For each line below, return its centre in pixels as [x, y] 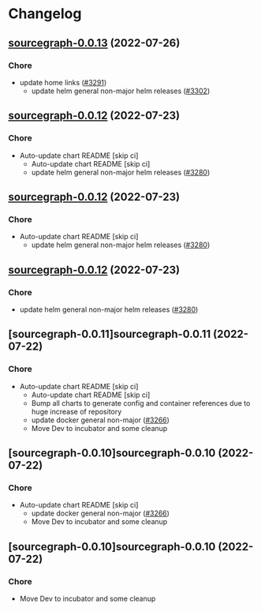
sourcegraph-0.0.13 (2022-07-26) [94, 43]
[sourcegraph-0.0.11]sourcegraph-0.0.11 [110, 334]
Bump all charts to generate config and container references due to [141, 403]
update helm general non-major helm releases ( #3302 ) [121, 91]
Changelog [45, 14]
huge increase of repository [76, 411]
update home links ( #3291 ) [63, 82]
